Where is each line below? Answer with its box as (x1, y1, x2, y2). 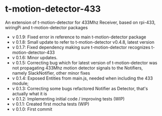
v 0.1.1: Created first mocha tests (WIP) (12, 101, 90, 107)
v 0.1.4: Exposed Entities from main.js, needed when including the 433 (12, 75, 153, 81)
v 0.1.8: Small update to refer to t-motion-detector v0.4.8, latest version (12, 39, 155, 45)
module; (12, 80, 29, 86)
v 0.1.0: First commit (12, 106, 53, 112)
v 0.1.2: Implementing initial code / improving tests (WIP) (12, 96, 125, 101)
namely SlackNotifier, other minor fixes (12, 70, 90, 76)
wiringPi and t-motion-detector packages (5, 24, 88, 30)
